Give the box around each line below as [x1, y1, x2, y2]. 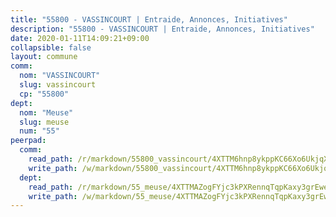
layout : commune [10, 52, 78, 62]
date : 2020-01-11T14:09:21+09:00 [10, 33, 150, 43]
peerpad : [10, 136, 47, 146]
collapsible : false [10, 42, 92, 53]
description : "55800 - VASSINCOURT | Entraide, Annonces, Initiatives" [10, 24, 315, 34]
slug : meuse [19, 117, 70, 127]
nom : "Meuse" [19, 107, 74, 118]
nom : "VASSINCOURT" [19, 71, 101, 81]
